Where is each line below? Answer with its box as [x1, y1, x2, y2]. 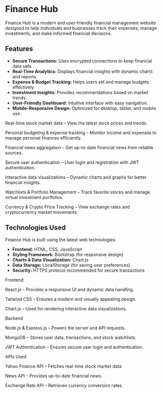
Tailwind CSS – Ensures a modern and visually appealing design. [5, 296, 137, 302]
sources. [5, 149, 23, 155]
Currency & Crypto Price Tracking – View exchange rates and [5, 204, 130, 210]
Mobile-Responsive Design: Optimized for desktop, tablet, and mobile [12, 105, 157, 111]
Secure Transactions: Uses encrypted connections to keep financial [12, 58, 152, 64]
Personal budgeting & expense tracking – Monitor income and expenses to [5, 130, 157, 136]
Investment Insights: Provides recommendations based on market [12, 89, 148, 95]
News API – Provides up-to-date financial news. [5, 373, 103, 379]
